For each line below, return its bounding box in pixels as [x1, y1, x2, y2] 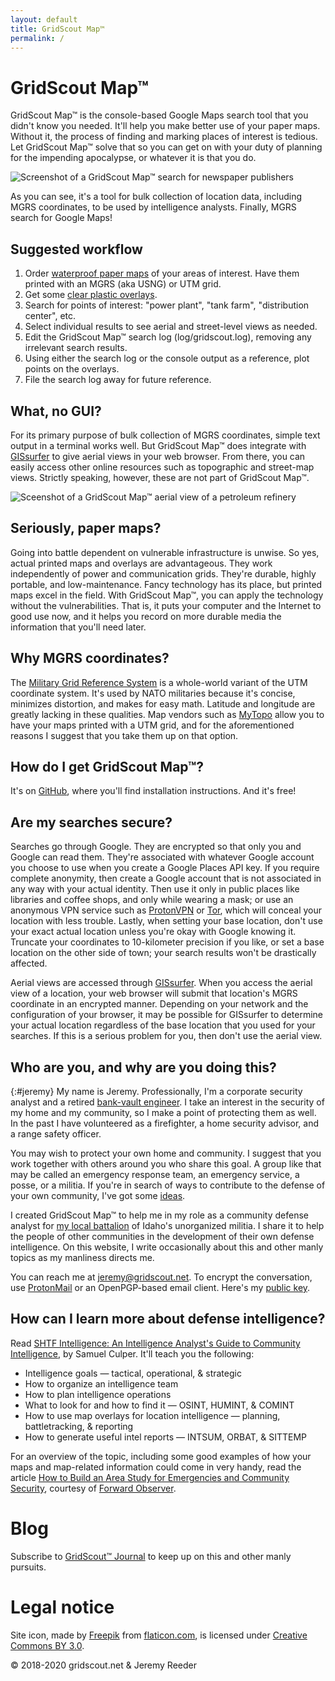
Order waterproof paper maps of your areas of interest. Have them [24, 267, 300, 280]
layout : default [10, 14, 78, 25]
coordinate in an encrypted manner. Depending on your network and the [10, 998, 309, 1010]
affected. [10, 957, 48, 970]
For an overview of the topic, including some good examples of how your [10, 1450, 312, 1462]
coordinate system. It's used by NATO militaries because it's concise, [10, 687, 296, 699]
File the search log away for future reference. [24, 374, 212, 386]
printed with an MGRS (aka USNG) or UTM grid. [24, 278, 222, 290]
